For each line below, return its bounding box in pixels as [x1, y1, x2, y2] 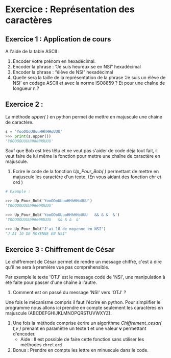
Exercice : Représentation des [5, 4, 135, 15]
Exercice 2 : [5, 100, 43, 109]
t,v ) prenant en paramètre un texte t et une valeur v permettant [12, 325, 146, 331]
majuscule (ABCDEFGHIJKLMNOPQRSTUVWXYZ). [5, 310, 112, 316]
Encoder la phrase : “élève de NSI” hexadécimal [12, 69, 113, 75]
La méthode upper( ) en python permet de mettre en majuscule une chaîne [5, 113, 162, 120]
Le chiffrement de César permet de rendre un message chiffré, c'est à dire [5, 259, 162, 265]
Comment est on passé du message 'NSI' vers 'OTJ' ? [12, 290, 127, 296]
